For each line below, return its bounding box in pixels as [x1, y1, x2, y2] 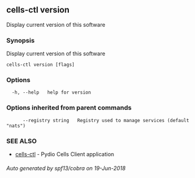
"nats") [6, 123, 26, 129]
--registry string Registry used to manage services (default [22, 117, 190, 123]
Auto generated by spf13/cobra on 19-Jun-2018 [6, 164, 126, 172]
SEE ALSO [6, 137, 37, 145]
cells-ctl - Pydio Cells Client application [15, 151, 115, 157]
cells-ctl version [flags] [6, 62, 75, 68]
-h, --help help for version [12, 89, 91, 96]
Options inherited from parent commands [6, 103, 132, 112]
